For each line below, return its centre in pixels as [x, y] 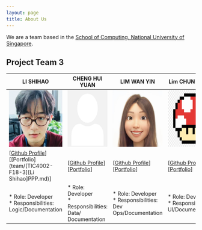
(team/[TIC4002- [31, 166]
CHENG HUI [87, 78]
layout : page [23, 13]
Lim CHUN [182, 82]
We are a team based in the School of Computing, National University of [95, 37]
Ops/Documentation [138, 213]
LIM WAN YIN [137, 82]
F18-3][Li [21, 172]
